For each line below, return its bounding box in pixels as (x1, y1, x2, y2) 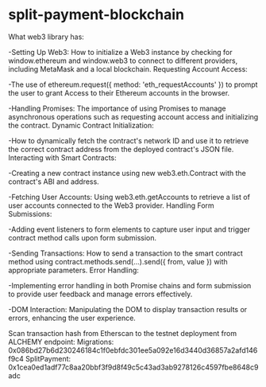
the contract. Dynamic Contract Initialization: (8, 120, 154, 130)
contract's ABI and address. (8, 177, 99, 186)
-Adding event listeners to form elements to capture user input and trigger (8, 225, 251, 234)
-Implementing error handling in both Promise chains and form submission (8, 280, 252, 290)
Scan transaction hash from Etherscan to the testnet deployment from (8, 328, 237, 338)
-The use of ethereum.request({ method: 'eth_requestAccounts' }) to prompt (8, 80, 258, 89)
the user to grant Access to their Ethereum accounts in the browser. (8, 88, 230, 97)
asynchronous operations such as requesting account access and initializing (8, 111, 259, 121)
